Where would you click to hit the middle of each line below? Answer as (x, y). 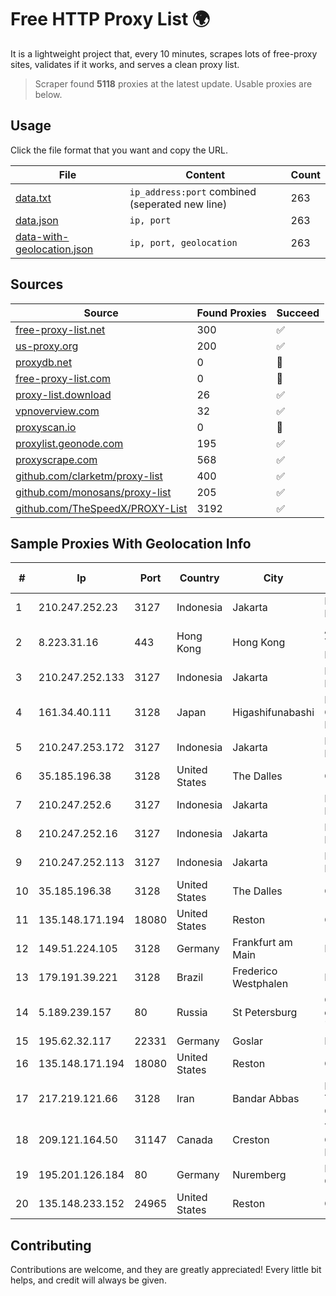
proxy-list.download (63, 394)
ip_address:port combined (193, 191)
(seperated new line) (178, 204)
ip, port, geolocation (183, 242)
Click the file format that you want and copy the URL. (119, 150)
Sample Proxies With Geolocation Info (131, 543)
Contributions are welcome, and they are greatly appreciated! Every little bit (166, 1270)
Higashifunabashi (273, 713)
